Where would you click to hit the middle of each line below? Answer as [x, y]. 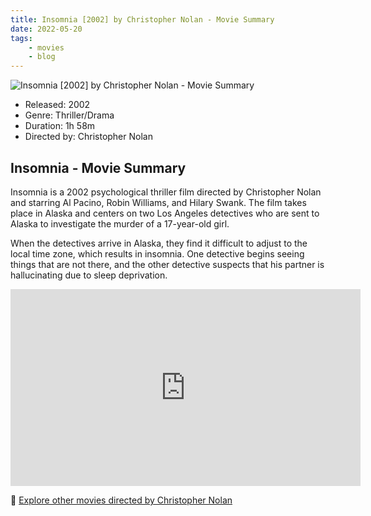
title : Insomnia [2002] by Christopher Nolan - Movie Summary [142, 19]
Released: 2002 [57, 105]
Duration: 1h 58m [60, 126]
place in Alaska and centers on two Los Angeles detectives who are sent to [165, 213]
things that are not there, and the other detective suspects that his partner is [167, 264]
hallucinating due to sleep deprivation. [89, 275]
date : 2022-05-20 [46, 29]
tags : [21, 38]
